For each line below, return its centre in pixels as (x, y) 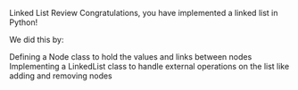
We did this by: (37, 40)
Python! (24, 22)
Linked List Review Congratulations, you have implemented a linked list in (144, 13)
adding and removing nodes (61, 76)
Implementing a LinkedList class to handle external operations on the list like (149, 66)
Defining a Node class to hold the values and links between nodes (131, 57)
